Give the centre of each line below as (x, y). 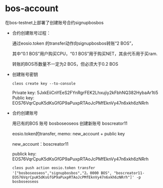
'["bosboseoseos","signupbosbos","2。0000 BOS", (62, 173)
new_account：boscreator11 (40, 144)
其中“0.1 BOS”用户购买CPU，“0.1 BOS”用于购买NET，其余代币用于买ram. (85, 54)
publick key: (24, 153)
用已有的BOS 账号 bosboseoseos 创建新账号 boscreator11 (70, 123)
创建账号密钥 (25, 74)
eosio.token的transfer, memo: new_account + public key (68, 133)
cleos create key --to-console (44, 83)
